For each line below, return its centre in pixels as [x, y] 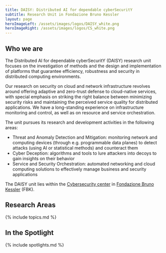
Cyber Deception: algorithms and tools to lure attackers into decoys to [84, 153]
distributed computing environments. [43, 76]
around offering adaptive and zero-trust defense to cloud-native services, [81, 91]
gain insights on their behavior [43, 158]
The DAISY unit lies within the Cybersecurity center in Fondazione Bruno [80, 184]
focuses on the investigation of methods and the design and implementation [83, 66]
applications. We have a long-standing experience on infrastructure [75, 107]
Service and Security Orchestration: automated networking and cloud [84, 164]
